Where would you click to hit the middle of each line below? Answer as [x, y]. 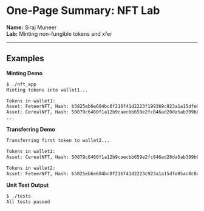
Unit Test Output [28, 185]
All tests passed [28, 202]
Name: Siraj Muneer [32, 27]
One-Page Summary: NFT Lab [83, 11]
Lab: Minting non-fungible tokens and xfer [59, 33]
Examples [25, 59]
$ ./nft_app [21, 84]
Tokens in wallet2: [31, 168]
